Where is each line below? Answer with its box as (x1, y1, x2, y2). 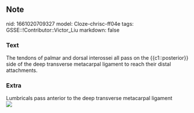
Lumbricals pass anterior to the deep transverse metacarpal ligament (6, 95, 172, 102)
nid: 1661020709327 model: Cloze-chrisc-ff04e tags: (6, 20, 134, 27)
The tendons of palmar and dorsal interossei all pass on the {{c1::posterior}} (6, 54, 189, 61)
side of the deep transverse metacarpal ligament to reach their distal (6, 61, 171, 68)
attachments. (6, 67, 38, 74)
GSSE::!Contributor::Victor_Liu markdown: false (6, 26, 120, 33)
